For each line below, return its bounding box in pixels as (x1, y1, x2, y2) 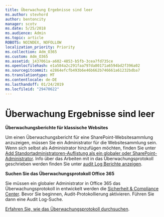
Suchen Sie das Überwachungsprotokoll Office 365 (5, 171, 114, 177)
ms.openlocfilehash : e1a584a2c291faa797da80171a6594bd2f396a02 (5, 63, 140, 68)
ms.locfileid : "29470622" (5, 86, 59, 92)
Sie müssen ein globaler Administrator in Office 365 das (5, 180, 121, 186)
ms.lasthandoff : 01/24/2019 (5, 82, 64, 87)
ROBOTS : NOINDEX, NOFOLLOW (5, 40, 62, 45)
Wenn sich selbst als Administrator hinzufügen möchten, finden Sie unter (5, 145, 156, 151)
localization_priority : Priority (5, 45, 75, 50)
